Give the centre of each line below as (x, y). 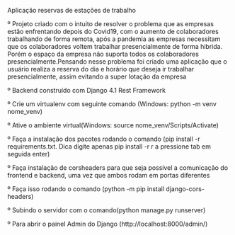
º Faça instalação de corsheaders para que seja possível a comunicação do (118, 168)
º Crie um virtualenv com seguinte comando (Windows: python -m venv (112, 104)
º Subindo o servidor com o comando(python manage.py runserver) (107, 210)
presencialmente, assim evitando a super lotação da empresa (97, 76)
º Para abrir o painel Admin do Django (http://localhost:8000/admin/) (108, 224)
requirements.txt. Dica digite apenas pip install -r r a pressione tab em (109, 147)
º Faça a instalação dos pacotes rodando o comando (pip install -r (104, 139)
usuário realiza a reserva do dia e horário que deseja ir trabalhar (101, 69)
